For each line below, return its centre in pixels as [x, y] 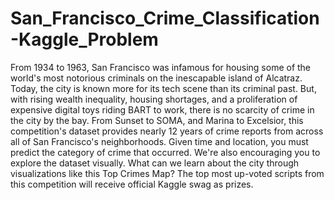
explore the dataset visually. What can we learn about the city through [155, 163]
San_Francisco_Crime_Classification [165, 18]
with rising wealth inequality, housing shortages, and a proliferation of [154, 99]
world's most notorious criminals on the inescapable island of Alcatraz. [156, 78]
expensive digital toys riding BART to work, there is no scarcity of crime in [162, 109]
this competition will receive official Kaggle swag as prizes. [132, 184]
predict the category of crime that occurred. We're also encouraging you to [165, 152]
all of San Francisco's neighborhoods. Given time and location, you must [159, 141]
